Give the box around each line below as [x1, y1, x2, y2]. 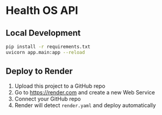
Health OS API [5, 4, 79, 18]
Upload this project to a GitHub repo [14, 82, 106, 90]
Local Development [5, 28, 81, 38]
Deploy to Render [5, 66, 73, 76]
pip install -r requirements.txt [5, 44, 91, 50]
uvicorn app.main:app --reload [5, 49, 85, 55]
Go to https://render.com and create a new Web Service [14, 88, 155, 96]
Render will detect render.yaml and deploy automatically [14, 101, 157, 109]
